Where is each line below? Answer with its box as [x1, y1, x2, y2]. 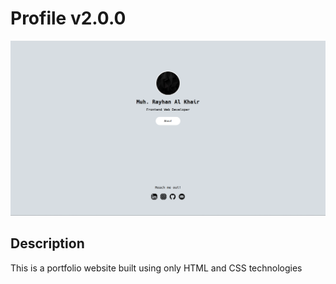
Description [10, 235, 85, 252]
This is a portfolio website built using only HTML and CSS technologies [10, 262, 303, 274]
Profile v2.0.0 [10, 7, 127, 30]
